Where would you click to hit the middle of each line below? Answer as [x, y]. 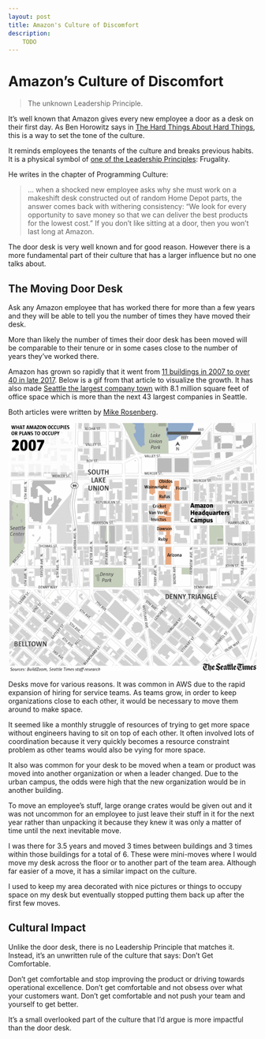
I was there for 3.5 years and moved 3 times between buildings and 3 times [131, 846]
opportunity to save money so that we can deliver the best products [138, 215]
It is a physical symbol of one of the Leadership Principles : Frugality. [119, 159]
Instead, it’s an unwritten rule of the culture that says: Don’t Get [111, 955]
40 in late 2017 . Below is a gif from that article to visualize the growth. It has [131, 380]
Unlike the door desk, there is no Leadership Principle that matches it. [121, 947]
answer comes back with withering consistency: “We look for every [137, 207]
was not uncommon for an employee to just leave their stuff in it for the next [131, 814]
